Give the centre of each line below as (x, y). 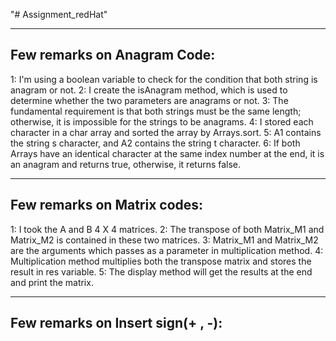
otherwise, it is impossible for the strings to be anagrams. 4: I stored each (162, 121)
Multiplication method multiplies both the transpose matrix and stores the (161, 261)
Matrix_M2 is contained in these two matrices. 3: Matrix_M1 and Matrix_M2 (164, 240)
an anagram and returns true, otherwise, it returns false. (126, 164)
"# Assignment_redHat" (59, 14)
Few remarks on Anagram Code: (113, 55)
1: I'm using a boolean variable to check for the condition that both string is (164, 79)
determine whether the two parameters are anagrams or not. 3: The (149, 100)
